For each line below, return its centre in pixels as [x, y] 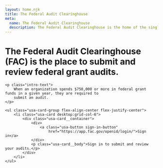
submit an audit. [31, 98]
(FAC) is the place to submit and [70, 62]
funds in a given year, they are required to [52, 93]
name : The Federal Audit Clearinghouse [50, 23]
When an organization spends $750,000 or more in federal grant [80, 89]
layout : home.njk [23, 9]
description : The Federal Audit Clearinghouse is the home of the [78, 28]
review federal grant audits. [62, 72]
